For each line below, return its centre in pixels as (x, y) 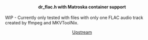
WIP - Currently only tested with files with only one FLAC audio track (74, 18)
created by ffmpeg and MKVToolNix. (42, 23)
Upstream (82, 32)
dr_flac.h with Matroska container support (82, 7)
